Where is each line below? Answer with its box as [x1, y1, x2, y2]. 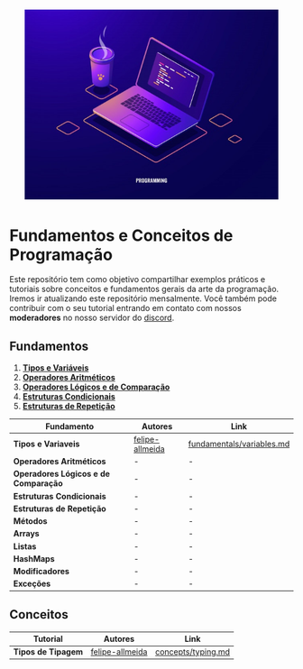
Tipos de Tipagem [13, 646, 84, 657]
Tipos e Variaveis [13, 438, 80, 450]
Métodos [13, 516, 48, 527]
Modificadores [13, 566, 70, 577]
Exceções [13, 578, 51, 590]
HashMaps [13, 553, 55, 564]
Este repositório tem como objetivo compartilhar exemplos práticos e [9, 274, 266, 285]
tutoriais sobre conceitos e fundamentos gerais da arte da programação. [9, 284, 280, 295]
